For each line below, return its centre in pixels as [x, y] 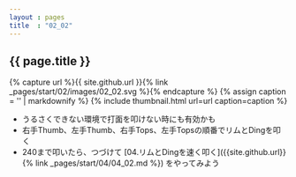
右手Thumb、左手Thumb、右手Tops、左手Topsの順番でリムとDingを [148, 130]
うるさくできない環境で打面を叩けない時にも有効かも [119, 119]
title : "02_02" [41, 26]
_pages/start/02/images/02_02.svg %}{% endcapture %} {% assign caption [148, 92]
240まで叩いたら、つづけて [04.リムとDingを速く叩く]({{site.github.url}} [154, 152]
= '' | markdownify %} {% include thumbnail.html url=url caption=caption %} [148, 101]
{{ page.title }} [50, 61]
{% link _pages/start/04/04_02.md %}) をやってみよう [121, 163]
